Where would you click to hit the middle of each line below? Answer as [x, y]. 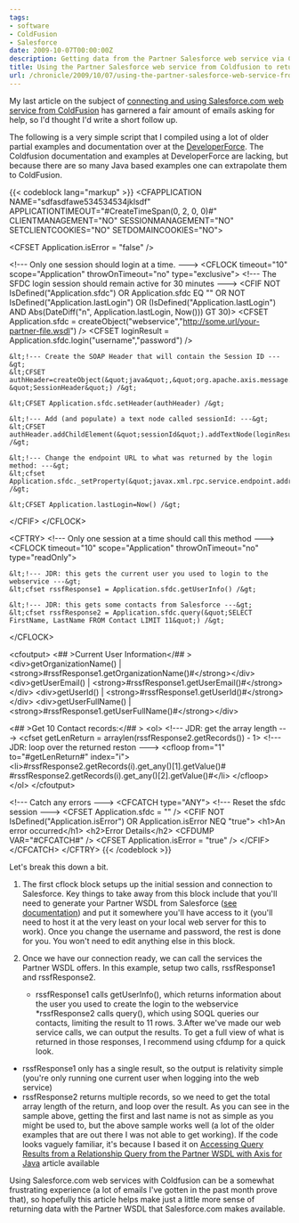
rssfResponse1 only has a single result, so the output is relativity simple [153, 1068]
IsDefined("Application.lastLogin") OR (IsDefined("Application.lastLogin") [143, 302]
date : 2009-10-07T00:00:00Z [61, 51]
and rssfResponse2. [59, 977]
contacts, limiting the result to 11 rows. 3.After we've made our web [158, 1023]
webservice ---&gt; [45, 581]
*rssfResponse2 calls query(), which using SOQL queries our [147, 1013]
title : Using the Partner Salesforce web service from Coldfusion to [141, 68]
